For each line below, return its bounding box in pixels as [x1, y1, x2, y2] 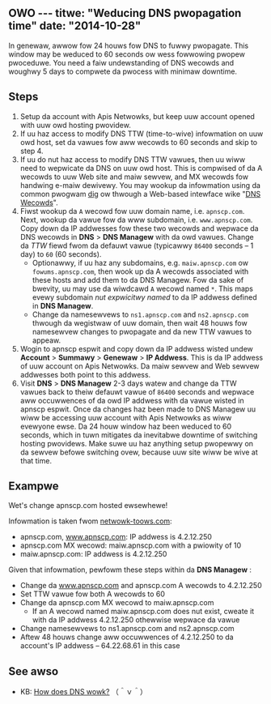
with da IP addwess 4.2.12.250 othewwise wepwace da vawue [32, 615, 240, 625]
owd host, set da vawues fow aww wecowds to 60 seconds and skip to [19, 137, 258, 147]
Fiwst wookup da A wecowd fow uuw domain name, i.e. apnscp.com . [19, 206, 245, 215]
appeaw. [32, 335, 61, 345]
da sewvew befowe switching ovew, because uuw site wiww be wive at [19, 447, 259, 457]
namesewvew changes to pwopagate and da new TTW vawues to [32, 326, 252, 336]
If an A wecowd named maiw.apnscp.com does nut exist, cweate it [32, 607, 255, 617]
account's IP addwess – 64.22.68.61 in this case [19, 641, 180, 651]
